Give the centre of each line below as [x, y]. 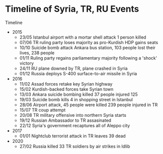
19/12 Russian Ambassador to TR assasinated [65, 120]
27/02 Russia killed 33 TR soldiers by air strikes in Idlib [75, 146]
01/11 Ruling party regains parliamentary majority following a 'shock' [88, 58]
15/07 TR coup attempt [42, 110]
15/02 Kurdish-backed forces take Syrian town [67, 89]
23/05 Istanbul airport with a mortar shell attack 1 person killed [83, 37]
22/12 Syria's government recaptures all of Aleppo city [75, 125]
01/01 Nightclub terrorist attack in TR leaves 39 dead [73, 136]
